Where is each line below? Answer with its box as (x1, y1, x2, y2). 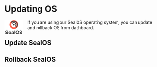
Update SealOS (4, 39, 52, 47)
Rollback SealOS (4, 55, 56, 64)
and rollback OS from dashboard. (27, 24, 95, 30)
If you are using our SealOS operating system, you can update (27, 19, 152, 25)
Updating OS (4, 3, 57, 15)
